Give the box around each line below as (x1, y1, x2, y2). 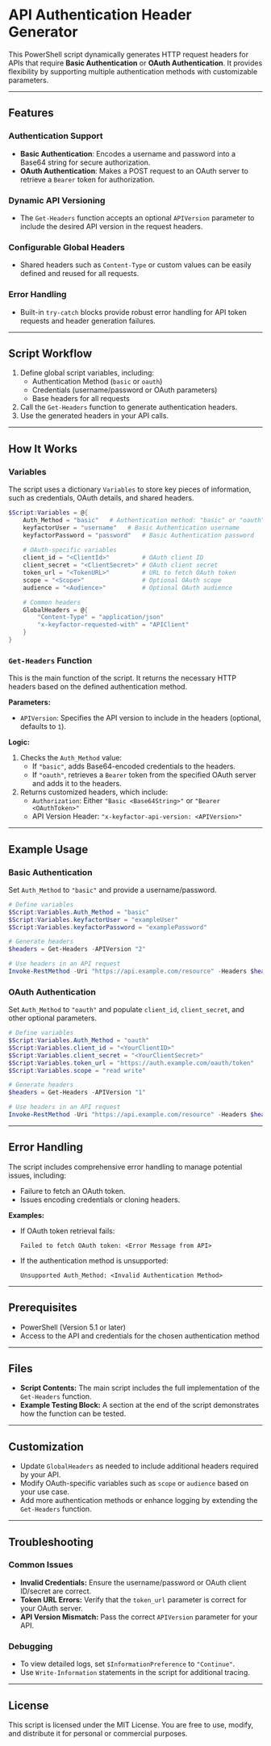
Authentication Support (8, 131, 103, 142)
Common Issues (8, 1560, 74, 1571)
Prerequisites (8, 1301, 77, 1315)
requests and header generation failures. (19, 316, 156, 325)
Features (8, 107, 54, 120)
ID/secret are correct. (19, 1586, 92, 1596)
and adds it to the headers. (31, 779, 123, 789)
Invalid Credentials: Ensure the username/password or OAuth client (19, 1577, 247, 1587)
